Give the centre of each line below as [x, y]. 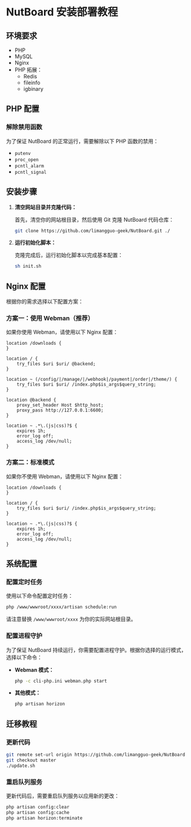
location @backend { [31, 400]
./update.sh [21, 766]
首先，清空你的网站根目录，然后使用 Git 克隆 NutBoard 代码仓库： [94, 219]
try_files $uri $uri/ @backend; [56, 364]
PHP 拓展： [29, 70]
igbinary [33, 89]
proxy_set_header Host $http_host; [60, 405]
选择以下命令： [24, 657]
